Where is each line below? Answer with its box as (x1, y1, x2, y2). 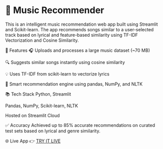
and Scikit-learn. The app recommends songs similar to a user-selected (5, 26, 154, 32)
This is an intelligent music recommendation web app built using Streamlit (5, 21, 158, 27)
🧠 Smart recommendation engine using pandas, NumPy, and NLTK (5, 81, 143, 87)
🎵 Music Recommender (5, 5, 105, 16)
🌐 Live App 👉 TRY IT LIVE (5, 138, 61, 144)
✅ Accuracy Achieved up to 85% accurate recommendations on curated (5, 122, 155, 128)
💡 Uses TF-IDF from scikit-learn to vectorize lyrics (5, 70, 110, 77)
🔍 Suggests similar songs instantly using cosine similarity (5, 59, 125, 65)
